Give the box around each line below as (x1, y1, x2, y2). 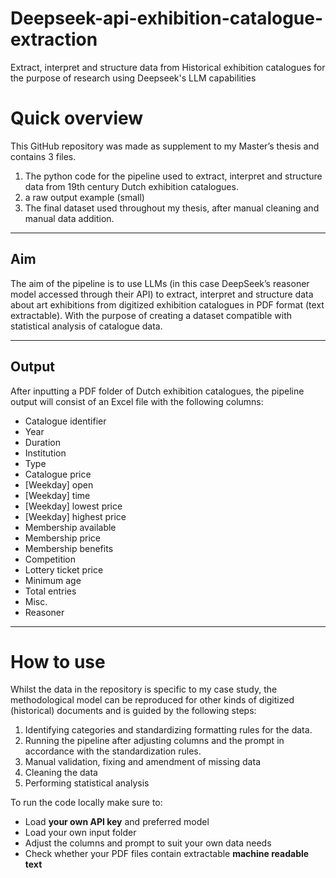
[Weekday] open (24, 478, 94, 491)
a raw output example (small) (24, 191, 145, 203)
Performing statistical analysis (24, 777, 150, 789)
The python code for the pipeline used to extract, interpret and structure (24, 170, 323, 182)
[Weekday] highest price (24, 510, 127, 522)
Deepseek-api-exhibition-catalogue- (10, 7, 324, 30)
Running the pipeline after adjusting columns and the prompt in (24, 735, 285, 747)
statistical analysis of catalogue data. (10, 320, 163, 332)
